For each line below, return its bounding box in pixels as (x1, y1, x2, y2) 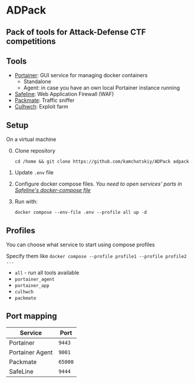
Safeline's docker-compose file (14, 187, 91, 194)
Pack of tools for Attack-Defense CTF (6, 27, 146, 37)
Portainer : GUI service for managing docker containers (14, 72, 148, 79)
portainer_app (14, 283, 49, 289)
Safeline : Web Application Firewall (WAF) (14, 91, 114, 98)
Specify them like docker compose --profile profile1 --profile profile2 (6, 253, 187, 260)
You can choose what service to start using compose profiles (6, 241, 155, 248)
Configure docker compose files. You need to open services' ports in (14, 180, 183, 187)
